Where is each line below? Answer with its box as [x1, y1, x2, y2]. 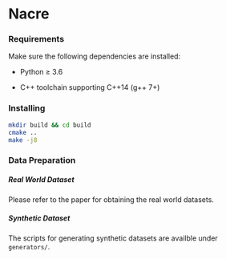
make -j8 [8, 136, 38, 144]
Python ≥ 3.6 [19, 67, 63, 77]
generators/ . [8, 242, 50, 252]
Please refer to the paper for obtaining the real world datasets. [8, 195, 215, 204]
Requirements [8, 34, 65, 45]
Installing [8, 103, 46, 114]
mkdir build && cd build [8, 121, 91, 129]
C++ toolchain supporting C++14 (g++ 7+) [19, 83, 160, 92]
